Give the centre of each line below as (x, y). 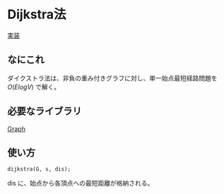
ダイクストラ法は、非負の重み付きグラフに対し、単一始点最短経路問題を (112, 78)
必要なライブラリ (45, 111)
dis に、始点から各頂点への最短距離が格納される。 (81, 183)
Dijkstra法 (37, 14)
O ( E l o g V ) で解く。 (34, 87)
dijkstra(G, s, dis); (39, 169)
